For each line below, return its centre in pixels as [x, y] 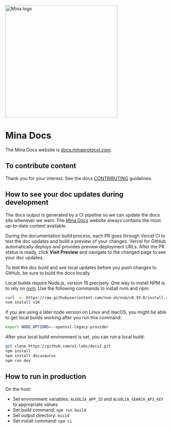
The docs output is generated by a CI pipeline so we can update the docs [83, 215]
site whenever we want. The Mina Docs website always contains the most [83, 220]
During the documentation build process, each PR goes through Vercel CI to [85, 236]
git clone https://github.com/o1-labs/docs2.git [58, 346]
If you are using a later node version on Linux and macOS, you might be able [86, 312]
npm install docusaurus [31, 356]
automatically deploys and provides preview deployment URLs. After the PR [85, 246]
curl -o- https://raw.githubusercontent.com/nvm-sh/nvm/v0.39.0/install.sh [88, 298]
